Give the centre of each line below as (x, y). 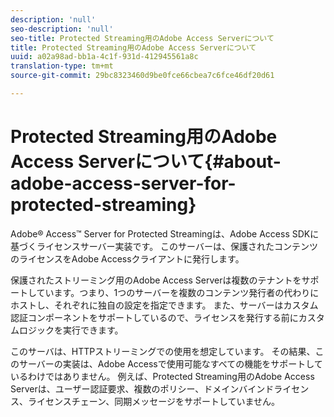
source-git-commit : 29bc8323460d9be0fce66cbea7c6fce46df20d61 (142, 76)
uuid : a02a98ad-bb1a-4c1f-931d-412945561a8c (104, 57)
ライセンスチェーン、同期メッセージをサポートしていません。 (154, 401)
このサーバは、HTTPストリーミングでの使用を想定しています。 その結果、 (163, 351)
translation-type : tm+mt (62, 66)
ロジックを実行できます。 (71, 330)
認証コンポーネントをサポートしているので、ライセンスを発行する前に (154, 317)
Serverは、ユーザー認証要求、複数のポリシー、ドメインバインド (142, 388)
